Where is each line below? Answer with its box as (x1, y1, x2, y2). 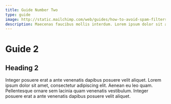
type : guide (5, 12, 31, 17)
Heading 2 (5, 63, 39, 72)
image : (5, 17, 19, 22)
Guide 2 (5, 44, 39, 55)
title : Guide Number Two (5, 7, 58, 13)
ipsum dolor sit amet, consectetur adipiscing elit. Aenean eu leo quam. (5, 82, 153, 89)
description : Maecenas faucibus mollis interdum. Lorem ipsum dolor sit (5, 21, 163, 27)
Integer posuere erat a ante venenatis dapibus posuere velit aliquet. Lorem (5, 77, 161, 83)
